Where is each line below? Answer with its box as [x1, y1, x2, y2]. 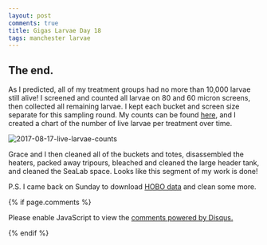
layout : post [8, 11, 52, 20]
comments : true [8, 19, 59, 27]
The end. [8, 63, 54, 77]
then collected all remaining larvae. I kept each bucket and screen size [8, 101, 240, 112]
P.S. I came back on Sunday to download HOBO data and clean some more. [8, 182, 257, 192]
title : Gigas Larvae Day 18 [8, 26, 102, 34]
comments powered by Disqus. [131, 213, 234, 223]
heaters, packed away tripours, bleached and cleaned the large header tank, [8, 158, 260, 168]
